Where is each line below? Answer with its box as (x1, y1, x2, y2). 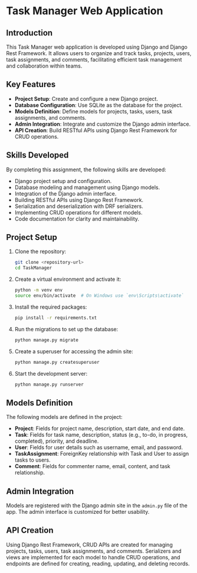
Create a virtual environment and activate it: (14, 276, 122, 283)
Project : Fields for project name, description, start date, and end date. (14, 425, 185, 432)
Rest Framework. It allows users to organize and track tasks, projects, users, (6, 50, 192, 57)
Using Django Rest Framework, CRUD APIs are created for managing (6, 541, 173, 548)
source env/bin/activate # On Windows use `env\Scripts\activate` (14, 293, 184, 299)
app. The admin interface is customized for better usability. (6, 508, 150, 516)
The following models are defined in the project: (6, 414, 123, 421)
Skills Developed (6, 150, 69, 161)
